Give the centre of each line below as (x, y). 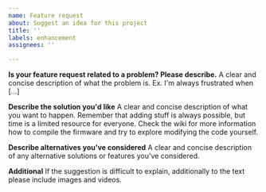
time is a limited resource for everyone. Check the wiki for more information (132, 124)
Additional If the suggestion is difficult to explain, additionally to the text (127, 171)
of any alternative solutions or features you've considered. (104, 156)
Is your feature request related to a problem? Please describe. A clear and (132, 75)
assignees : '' (32, 45)
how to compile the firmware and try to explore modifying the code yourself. (133, 132)
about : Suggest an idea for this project (78, 23)
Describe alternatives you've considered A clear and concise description (130, 148)
